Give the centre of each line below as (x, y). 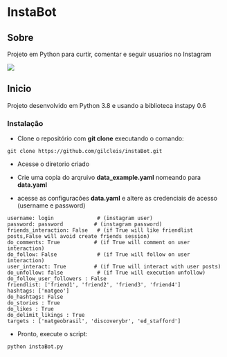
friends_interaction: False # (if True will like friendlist (100, 230)
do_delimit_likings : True (46, 315)
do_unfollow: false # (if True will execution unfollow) (107, 273)
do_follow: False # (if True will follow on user (99, 255)
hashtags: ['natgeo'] (38, 291)
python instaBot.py (35, 347)
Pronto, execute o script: (52, 334)
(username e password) (51, 205)
